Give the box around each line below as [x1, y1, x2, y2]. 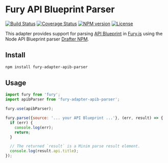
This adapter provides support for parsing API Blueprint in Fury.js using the [5, 30, 163, 36]
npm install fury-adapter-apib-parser [5, 64, 88, 70]
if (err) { [10, 120, 33, 125]
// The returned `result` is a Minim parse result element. [10, 144, 140, 149]
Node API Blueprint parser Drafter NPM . [5, 36, 89, 42]
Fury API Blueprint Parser [5, 4, 115, 15]
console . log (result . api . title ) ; [10, 149, 79, 154]
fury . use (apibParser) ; [5, 106, 54, 111]
